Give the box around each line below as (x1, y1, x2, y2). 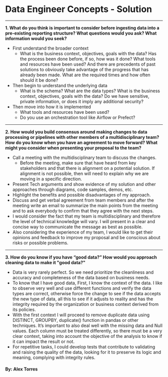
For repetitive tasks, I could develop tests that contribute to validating (12, 343, 155, 349)
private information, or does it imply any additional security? (19, 98, 144, 104)
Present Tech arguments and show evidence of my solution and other (12, 181, 156, 187)
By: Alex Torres (5, 366, 38, 372)
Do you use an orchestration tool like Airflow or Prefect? (19, 114, 135, 120)
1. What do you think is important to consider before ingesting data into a (5, 25, 159, 31)
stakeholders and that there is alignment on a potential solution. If (19, 165, 155, 171)
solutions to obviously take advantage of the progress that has (19, 66, 149, 72)
